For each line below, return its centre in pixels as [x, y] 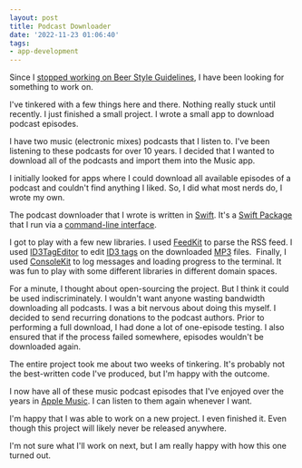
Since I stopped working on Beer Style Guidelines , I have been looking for [147, 77]
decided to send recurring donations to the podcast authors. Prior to [137, 317]
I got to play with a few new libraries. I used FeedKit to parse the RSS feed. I [151, 242]
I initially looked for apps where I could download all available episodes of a [151, 179]
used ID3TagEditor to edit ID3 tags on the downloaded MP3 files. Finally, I [148, 252]
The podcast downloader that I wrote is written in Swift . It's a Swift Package [151, 215]
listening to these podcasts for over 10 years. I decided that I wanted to [142, 151]
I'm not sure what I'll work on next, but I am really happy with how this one [148, 446]
